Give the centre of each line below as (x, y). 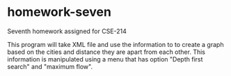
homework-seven (59, 12)
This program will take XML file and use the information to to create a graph (115, 44)
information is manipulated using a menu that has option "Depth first (105, 59)
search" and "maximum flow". (50, 66)
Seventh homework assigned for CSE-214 (67, 31)
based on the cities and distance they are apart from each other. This (106, 52)
